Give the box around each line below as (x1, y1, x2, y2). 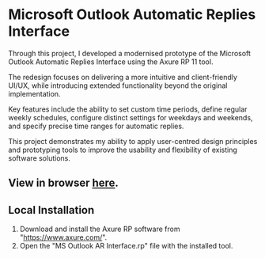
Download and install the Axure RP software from (19, 224, 180, 234)
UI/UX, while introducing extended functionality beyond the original (8, 81, 228, 90)
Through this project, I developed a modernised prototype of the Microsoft (8, 48, 252, 58)
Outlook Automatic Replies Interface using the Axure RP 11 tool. (8, 57, 214, 66)
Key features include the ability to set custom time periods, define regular (8, 104, 248, 114)
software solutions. (8, 153, 71, 163)
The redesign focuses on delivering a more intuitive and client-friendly (8, 72, 237, 82)
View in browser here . (8, 176, 119, 190)
